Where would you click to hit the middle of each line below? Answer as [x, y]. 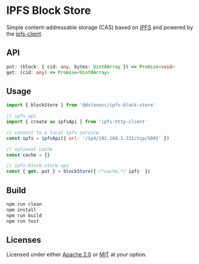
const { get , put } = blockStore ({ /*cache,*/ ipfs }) [78, 171]
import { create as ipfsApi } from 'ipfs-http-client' [77, 122]
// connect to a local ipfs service [52, 133]
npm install [21, 210]
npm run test [23, 221]
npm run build [24, 216]
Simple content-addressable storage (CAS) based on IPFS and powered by [100, 27]
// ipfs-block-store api [38, 166]
